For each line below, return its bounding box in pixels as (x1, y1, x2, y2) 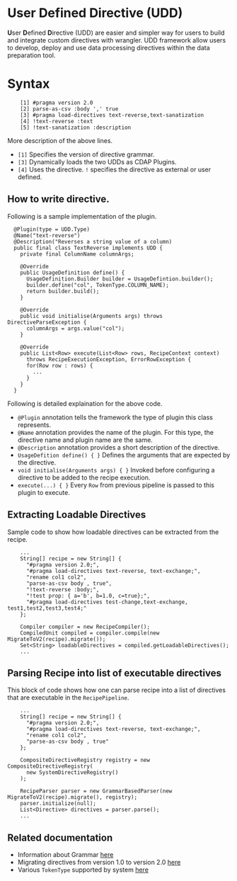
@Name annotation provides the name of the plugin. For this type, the (17, 428, 214, 436)
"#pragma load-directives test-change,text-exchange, (25, 598, 189, 606)
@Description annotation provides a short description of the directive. (17, 443, 220, 451)
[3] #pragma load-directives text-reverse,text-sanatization (20, 111, 204, 118)
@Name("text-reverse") (13, 232, 81, 239)
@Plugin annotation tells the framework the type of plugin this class (17, 413, 214, 421)
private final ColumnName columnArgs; (20, 250, 134, 258)
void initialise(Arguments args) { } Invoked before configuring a (17, 465, 215, 474)
